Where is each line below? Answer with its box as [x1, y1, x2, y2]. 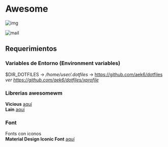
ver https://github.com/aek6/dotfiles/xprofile [5, 77, 99, 83]
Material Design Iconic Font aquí [5, 136, 75, 142]
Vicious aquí [5, 101, 32, 107]
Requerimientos [5, 44, 57, 53]
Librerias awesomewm [5, 90, 63, 97]
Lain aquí [5, 106, 25, 112]
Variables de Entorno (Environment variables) [5, 60, 121, 67]
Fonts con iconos [5, 131, 42, 137]
